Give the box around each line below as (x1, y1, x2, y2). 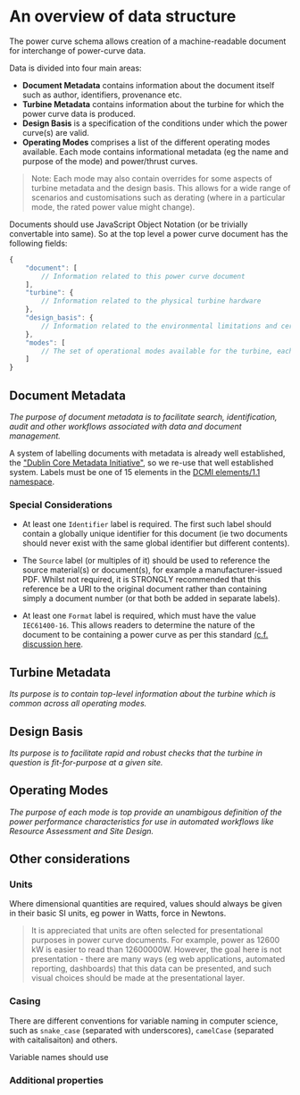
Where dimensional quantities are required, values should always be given (9, 899, 283, 909)
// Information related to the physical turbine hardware (41, 297, 262, 305)
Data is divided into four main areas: (9, 63, 142, 73)
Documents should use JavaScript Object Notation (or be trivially (9, 219, 248, 230)
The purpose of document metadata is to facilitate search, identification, (9, 412, 278, 422)
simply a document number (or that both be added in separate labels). (21, 593, 280, 604)
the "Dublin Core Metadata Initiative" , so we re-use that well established (9, 457, 274, 468)
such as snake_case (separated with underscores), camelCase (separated (9, 1024, 274, 1035)
